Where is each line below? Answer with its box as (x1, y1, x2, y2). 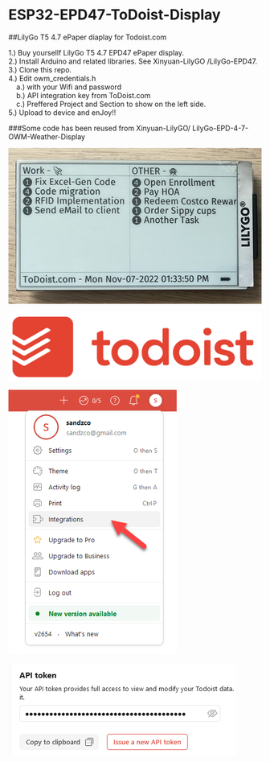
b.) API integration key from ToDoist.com (15, 90, 151, 100)
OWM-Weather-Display (8, 131, 86, 142)
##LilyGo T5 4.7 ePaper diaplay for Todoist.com (8, 32, 167, 42)
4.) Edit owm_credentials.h (8, 73, 96, 83)
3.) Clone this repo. (8, 64, 72, 74)
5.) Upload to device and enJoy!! (8, 107, 117, 117)
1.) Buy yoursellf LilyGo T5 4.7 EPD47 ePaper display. (8, 47, 185, 57)
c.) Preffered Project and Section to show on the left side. (15, 99, 207, 109)
